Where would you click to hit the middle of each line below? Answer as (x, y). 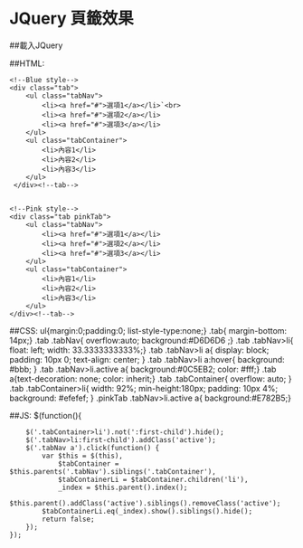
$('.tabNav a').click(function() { (93, 448)
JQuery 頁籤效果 (71, 19)
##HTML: (27, 63)
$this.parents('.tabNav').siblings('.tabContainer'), (113, 471)
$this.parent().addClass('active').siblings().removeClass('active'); (145, 503)
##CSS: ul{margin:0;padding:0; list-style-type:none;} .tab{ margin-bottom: (148, 330)
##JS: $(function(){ (46, 415)
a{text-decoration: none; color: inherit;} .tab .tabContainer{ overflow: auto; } (151, 378)
